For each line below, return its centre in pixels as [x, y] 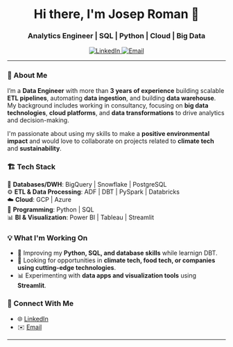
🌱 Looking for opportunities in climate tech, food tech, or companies [116, 260]
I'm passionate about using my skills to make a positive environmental [109, 133]
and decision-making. [38, 120]
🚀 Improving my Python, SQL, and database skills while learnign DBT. [117, 253]
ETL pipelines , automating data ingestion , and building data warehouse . [112, 98]
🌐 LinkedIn [33, 319]
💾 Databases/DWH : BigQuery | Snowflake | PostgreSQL [87, 185]
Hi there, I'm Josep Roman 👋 [116, 14]
